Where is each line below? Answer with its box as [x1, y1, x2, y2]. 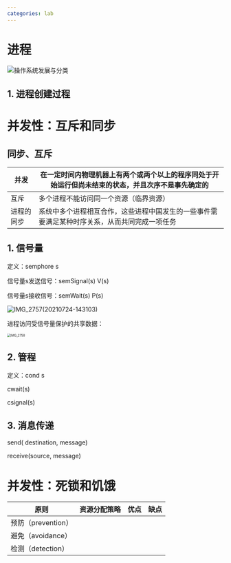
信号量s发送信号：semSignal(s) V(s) [7, 276, 109, 285]
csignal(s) [7, 398, 36, 407]
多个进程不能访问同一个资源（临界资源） [38, 194, 170, 203]
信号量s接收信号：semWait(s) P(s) [7, 291, 104, 300]
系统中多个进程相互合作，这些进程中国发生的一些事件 [38, 206, 211, 216]
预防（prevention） [10, 518, 74, 528]
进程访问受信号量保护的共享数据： [7, 319, 104, 327]
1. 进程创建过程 [7, 88, 71, 100]
